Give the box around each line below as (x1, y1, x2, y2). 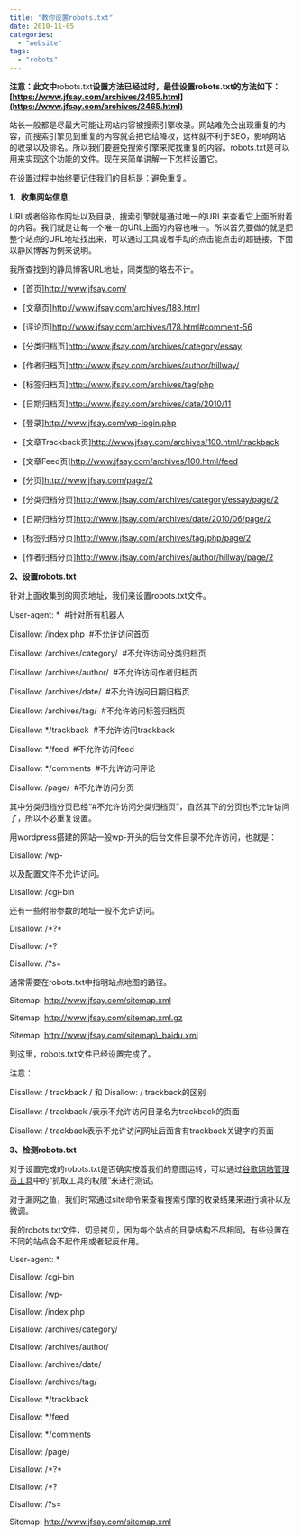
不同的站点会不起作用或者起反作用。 (9, 1236, 144, 1246)
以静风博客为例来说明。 (9, 245, 96, 256)
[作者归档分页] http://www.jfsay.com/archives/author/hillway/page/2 (22, 552, 274, 563)
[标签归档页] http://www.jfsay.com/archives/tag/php (22, 379, 215, 389)
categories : (9, 30, 54, 39)
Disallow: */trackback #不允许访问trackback (9, 724, 176, 735)
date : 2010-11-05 (9, 22, 75, 31)
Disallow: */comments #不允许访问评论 (9, 763, 156, 773)
